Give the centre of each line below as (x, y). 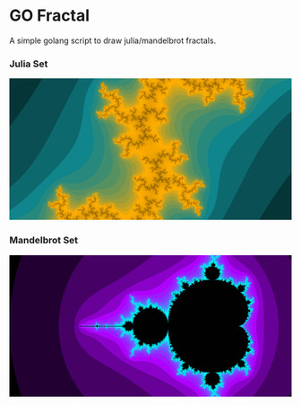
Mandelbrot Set (44, 241)
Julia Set (29, 64)
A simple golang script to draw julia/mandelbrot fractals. (113, 40)
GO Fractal (50, 16)
